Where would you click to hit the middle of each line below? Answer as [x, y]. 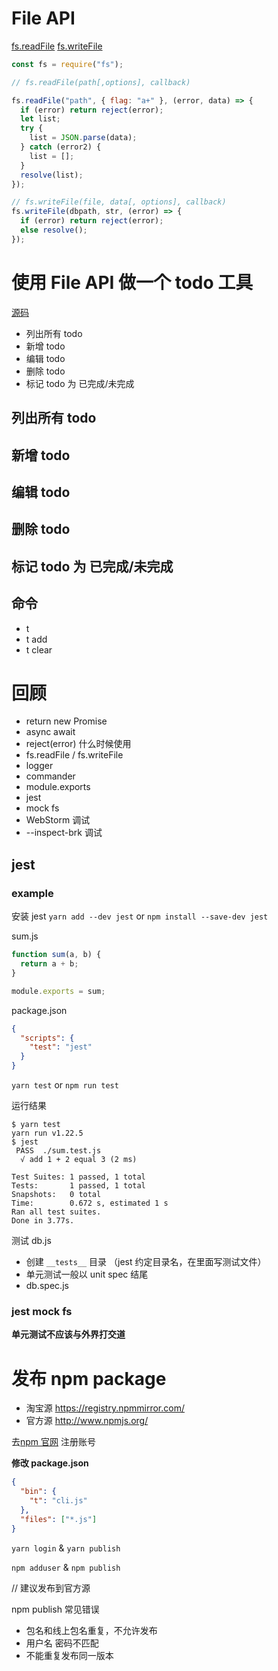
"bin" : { [38, 1492]
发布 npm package [89, 1378]
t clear [39, 649]
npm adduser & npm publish [66, 1567]
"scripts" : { [47, 1038]
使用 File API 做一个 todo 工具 [132, 283]
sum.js [25, 936]
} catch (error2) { [61, 147]
